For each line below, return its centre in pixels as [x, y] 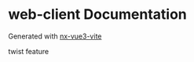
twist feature [29, 51]
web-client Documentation [97, 15]
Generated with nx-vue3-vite [55, 36]
